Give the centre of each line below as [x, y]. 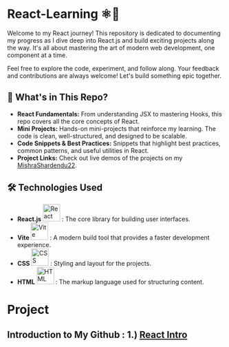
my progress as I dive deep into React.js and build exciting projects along [111, 40]
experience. [34, 244]
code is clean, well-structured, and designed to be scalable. [102, 136]
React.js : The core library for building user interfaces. [103, 219]
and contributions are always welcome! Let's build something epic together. [115, 76]
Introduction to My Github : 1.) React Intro [97, 335]
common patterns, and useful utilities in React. [83, 150]
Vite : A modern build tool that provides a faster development [113, 238]
